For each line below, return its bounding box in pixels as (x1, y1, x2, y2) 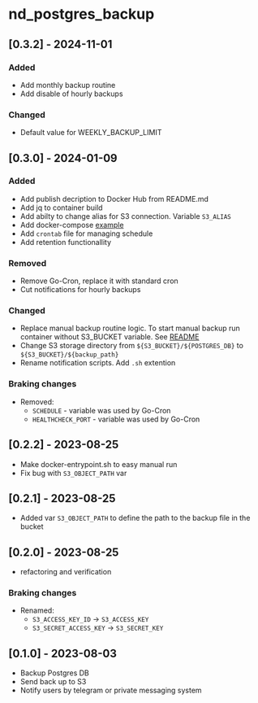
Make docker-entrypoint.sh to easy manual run (19, 459, 178, 469)
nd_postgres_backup (8, 5, 155, 24)
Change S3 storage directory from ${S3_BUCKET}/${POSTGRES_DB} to (19, 341, 243, 351)
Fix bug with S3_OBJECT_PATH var (19, 468, 127, 478)
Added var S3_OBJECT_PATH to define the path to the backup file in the (19, 513, 251, 523)
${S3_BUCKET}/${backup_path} (19, 351, 119, 359)
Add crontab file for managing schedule (19, 229, 153, 238)
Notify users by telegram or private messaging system (19, 685, 202, 696)
